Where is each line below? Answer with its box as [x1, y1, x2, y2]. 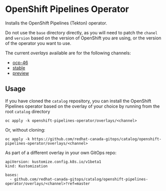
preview [12, 70, 29, 76]
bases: [5, 172, 19, 178]
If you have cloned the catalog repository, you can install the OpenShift [5, 98, 152, 104]
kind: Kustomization [5, 164, 48, 169]
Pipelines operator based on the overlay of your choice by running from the [5, 103, 160, 109]
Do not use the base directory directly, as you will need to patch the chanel [5, 29, 158, 35]
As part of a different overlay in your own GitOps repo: [5, 150, 117, 156]
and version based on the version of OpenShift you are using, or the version [5, 35, 162, 41]
